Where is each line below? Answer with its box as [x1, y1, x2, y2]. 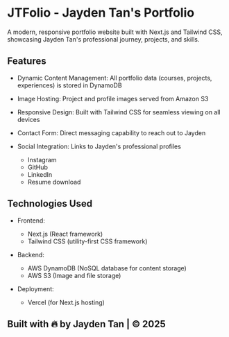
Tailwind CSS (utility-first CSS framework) [27, 237, 148, 245]
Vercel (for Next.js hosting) [27, 298, 105, 306]
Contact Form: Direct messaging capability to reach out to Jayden [17, 128, 206, 137]
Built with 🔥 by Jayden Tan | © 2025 [7, 318, 167, 330]
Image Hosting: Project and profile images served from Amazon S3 [17, 94, 209, 103]
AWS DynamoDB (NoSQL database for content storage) [27, 263, 187, 272]
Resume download [27, 178, 81, 186]
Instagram [27, 155, 57, 164]
